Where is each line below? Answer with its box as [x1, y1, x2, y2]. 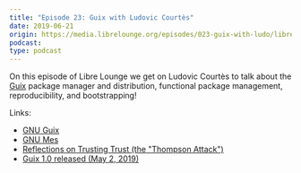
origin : [9, 30, 39, 39]
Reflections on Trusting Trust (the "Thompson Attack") [21, 144, 224, 155]
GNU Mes [21, 134, 59, 145]
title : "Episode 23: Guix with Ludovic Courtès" [9, 13, 194, 22]
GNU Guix [21, 125, 60, 135]
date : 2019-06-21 [9, 22, 74, 30]
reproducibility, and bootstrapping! [9, 91, 137, 101]
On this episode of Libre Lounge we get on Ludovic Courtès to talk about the [9, 71, 292, 82]
